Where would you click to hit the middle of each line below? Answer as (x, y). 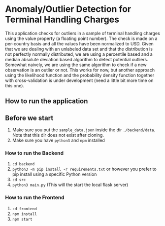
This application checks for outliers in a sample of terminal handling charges (82, 33)
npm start (22, 219)
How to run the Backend (34, 153)
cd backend (23, 164)
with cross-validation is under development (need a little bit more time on (79, 80)
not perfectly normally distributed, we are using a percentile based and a (79, 54)
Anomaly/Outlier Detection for (68, 9)
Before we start (29, 118)
